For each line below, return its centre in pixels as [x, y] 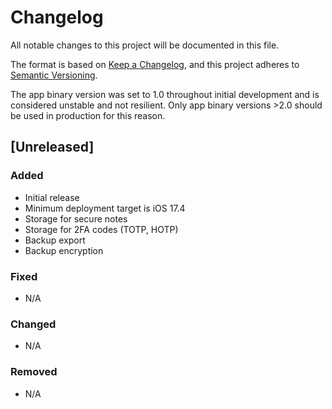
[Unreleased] [52, 147]
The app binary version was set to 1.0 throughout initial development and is [165, 94]
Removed [34, 372]
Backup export [55, 240]
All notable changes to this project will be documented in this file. [145, 45]
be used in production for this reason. [88, 115]
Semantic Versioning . [54, 75]
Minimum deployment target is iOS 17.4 [105, 208]
